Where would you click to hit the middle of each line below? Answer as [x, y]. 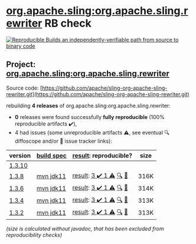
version [20, 156]
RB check [68, 23]
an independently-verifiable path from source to [120, 39]
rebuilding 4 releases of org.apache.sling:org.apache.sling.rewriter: [89, 105]
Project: [21, 65]
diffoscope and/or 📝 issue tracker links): [63, 141]
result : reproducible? [102, 156]
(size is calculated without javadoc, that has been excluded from [85, 229]
